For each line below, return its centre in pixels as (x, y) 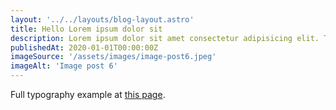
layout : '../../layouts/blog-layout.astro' (102, 19)
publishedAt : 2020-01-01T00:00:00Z (84, 47)
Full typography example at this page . (88, 94)
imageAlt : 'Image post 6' (64, 66)
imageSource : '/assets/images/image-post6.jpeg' (113, 57)
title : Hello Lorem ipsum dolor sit (86, 29)
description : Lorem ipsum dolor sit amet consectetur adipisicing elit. (165, 38)
